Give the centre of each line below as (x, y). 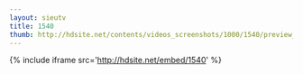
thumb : (22, 34)
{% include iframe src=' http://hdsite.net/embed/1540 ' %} (116, 60)
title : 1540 (32, 26)
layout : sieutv (38, 18)
